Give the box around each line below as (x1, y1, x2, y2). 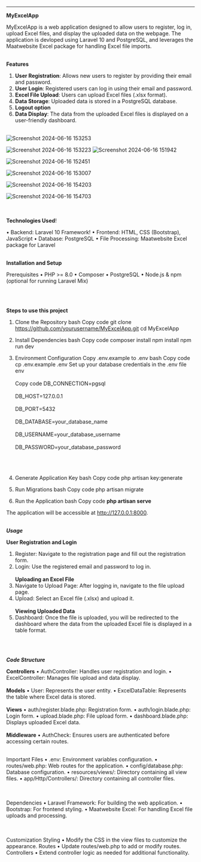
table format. (14, 627, 47, 634)
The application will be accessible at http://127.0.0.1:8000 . (6, 509, 148, 516)
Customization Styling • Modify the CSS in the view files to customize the (6, 836, 187, 843)
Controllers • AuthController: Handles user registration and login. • (6, 668, 172, 675)
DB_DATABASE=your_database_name (14, 418, 108, 425)
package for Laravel (6, 241, 56, 249)
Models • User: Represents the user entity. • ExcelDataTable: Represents (6, 687, 187, 694)
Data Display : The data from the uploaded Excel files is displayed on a (14, 110, 188, 117)
